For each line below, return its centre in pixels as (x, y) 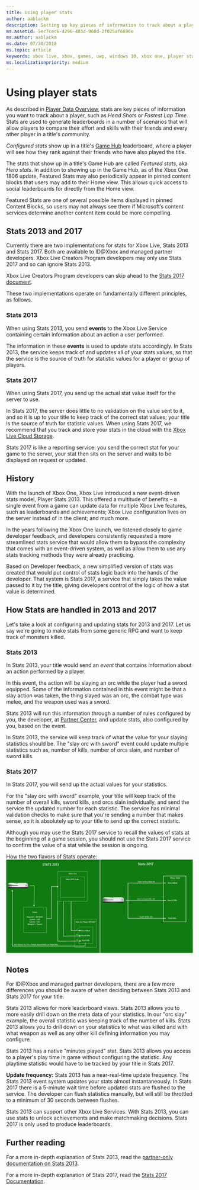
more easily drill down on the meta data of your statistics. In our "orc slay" (97, 1014)
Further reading (36, 1143)
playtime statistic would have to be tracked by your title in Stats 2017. (90, 1064)
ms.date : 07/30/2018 (32, 44)
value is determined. (31, 591)
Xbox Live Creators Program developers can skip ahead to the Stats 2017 (95, 276)
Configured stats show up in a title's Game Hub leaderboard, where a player (99, 146)
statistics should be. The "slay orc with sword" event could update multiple (97, 743)
